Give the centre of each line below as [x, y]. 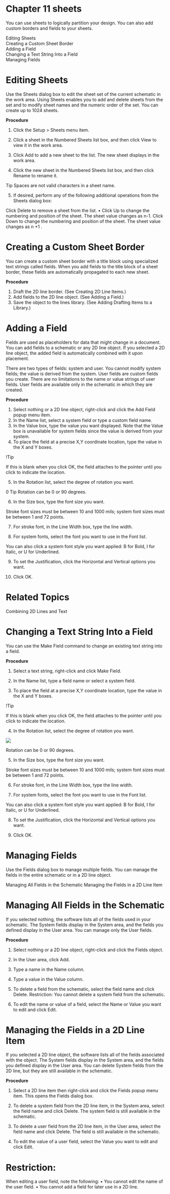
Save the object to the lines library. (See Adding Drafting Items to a [82, 302]
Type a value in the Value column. [48, 979]
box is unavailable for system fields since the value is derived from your [88, 431]
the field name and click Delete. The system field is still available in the [87, 1111]
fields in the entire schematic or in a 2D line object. [59, 875]
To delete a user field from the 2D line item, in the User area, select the [87, 1127]
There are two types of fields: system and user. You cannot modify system [83, 368]
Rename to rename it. [35, 175]
